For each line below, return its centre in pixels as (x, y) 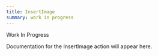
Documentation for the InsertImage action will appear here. (79, 46)
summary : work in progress (40, 17)
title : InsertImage (31, 12)
